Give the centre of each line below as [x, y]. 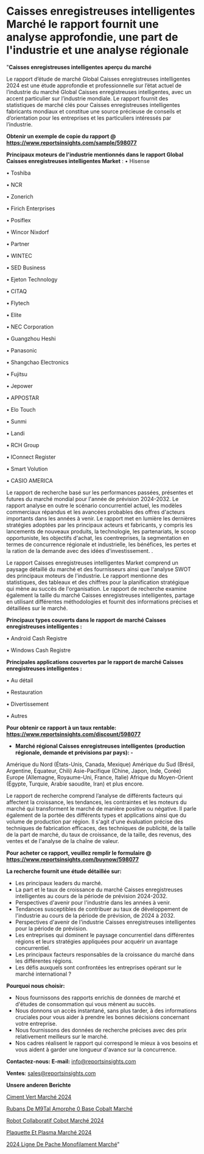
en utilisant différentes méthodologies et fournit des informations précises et [102, 601]
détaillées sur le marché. [37, 608]
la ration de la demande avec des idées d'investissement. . [80, 550]
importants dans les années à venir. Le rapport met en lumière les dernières [101, 518]
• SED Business [26, 268]
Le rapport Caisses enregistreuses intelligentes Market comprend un [92, 563]
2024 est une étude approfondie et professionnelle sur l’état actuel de [94, 85]
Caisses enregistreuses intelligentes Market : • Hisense [78, 161]
